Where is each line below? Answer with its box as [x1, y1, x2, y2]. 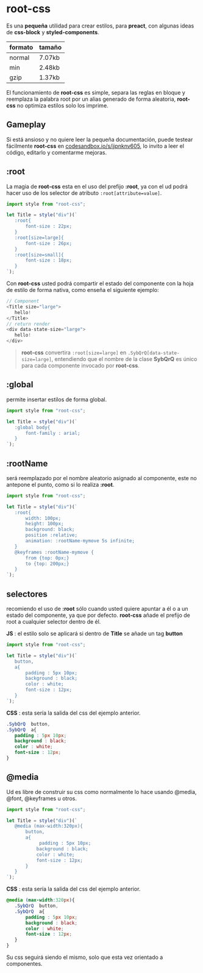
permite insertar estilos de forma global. [6, 396, 107, 403]
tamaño [38, 43, 62, 51]
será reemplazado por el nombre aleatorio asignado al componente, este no [6, 474, 197, 481]
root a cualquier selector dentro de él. [6, 618, 101, 625]
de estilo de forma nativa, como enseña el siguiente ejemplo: [6, 286, 159, 294]
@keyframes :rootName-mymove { [14, 549, 94, 555]
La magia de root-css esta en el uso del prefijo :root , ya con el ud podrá [6, 183, 188, 190]
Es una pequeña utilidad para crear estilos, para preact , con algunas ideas [6, 22, 194, 29]
